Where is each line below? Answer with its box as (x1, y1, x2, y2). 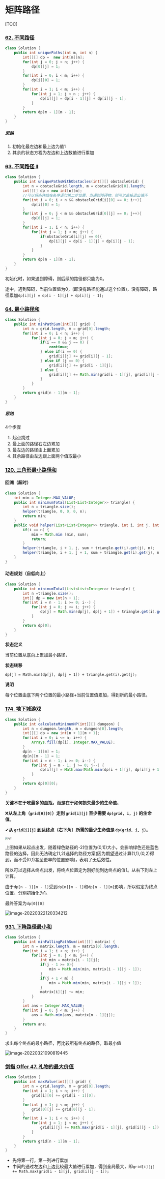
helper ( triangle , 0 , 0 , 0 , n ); (23, 509, 87, 514)
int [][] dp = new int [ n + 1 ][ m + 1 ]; (23, 731, 100, 736)
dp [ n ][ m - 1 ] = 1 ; (23, 754, 60, 758)
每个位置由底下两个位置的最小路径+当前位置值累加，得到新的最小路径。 (5, 692, 150, 698)
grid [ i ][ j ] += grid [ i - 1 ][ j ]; (49, 363, 113, 368)
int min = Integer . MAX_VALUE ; (14, 495, 76, 500)
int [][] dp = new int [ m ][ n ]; (23, 55, 84, 60)
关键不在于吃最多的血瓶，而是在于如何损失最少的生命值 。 (5, 800, 121, 806)
